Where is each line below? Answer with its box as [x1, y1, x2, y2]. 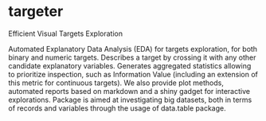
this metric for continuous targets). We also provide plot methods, [8, 78, 225, 88]
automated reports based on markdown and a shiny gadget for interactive [8, 86, 251, 96]
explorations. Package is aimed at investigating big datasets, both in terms [8, 95, 252, 104]
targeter [8, 2, 64, 21]
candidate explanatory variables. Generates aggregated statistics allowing [8, 60, 252, 70]
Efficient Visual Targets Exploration [8, 29, 123, 38]
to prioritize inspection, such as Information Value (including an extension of [8, 69, 259, 79]
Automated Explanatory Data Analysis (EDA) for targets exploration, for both [8, 44, 257, 53]
